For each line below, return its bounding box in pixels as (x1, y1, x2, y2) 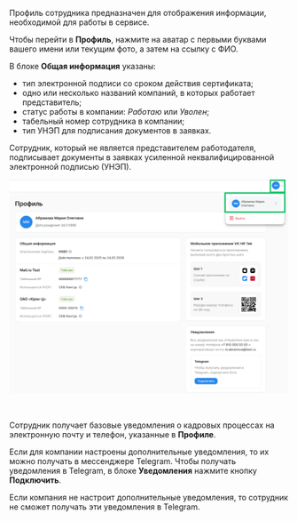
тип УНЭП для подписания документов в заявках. (21, 125, 212, 136)
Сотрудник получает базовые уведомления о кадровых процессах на (9, 420, 275, 430)
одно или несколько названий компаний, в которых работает (21, 88, 255, 98)
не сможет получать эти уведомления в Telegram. (9, 501, 201, 512)
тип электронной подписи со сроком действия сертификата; (21, 78, 254, 88)
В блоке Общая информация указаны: (9, 61, 157, 71)
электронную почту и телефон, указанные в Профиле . (9, 429, 216, 440)
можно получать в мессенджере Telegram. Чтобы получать (9, 456, 237, 467)
